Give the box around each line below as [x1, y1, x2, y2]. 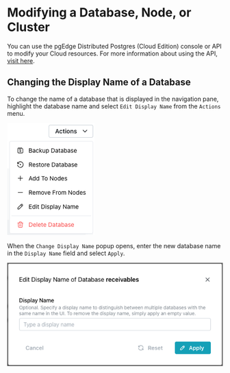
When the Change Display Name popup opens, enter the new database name [7, 241, 221, 250]
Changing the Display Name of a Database [7, 77, 191, 88]
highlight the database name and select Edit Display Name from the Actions [7, 101, 221, 110]
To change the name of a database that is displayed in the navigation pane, [7, 95, 219, 103]
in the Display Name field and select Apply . [7, 249, 125, 257]
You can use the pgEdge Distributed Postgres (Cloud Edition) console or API [7, 42, 222, 50]
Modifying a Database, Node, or [7, 5, 192, 21]
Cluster [7, 19, 50, 35]
